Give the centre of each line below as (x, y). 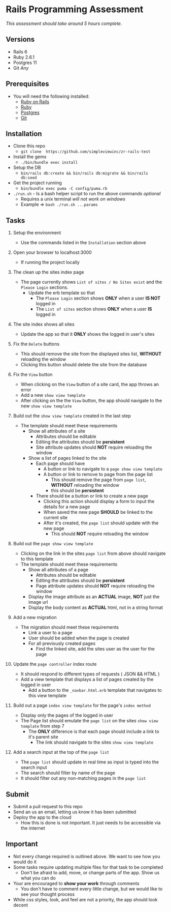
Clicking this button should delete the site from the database (84, 365)
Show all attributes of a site (57, 431)
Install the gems (30, 157)
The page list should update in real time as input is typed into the (90, 762)
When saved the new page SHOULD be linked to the (98, 512)
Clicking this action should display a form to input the (99, 502)
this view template (47, 696)
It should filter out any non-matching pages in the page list (83, 778)
